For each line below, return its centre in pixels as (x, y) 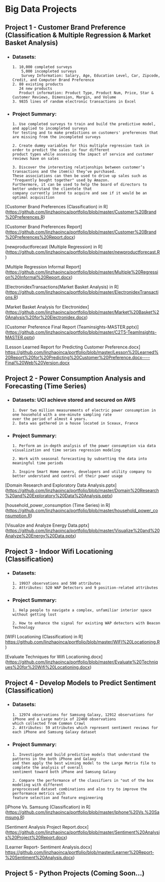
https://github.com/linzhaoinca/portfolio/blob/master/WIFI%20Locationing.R (82, 642)
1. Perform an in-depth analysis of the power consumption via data (84, 446)
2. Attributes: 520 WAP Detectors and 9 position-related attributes (85, 588)
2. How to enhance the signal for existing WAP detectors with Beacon (86, 623)
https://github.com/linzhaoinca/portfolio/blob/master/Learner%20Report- (80, 852)
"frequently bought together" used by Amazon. (61, 180)
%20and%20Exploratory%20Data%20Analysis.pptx (58, 496)
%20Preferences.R (24, 217)
